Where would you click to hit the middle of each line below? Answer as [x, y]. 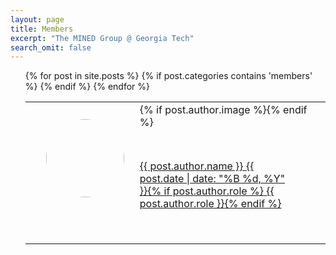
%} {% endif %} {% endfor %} [87, 87]
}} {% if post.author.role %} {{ [207, 191]
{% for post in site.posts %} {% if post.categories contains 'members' [168, 76]
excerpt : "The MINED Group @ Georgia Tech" [102, 38]
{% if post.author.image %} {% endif [223, 110]
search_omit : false [51, 47]
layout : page [37, 19]
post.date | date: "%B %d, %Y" [212, 179]
